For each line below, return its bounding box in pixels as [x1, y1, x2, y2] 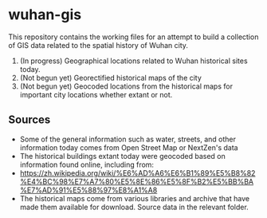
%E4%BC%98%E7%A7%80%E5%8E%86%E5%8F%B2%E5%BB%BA [19, 176, 253, 186]
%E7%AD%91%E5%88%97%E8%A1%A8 [19, 185, 158, 195]
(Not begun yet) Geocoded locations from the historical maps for [19, 81, 234, 91]
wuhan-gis [8, 6, 82, 24]
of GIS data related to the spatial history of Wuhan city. [8, 40, 189, 50]
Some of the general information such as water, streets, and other [19, 134, 237, 144]
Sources [8, 113, 51, 127]
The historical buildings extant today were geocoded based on [19, 151, 226, 161]
